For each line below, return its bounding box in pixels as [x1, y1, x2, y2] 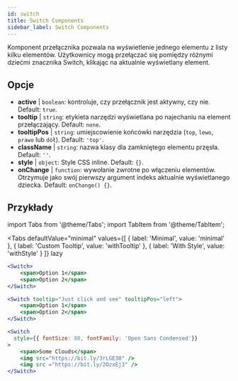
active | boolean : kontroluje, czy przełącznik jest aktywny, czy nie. [17, 97, 211, 107]
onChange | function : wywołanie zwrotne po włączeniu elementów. [17, 166, 216, 174]
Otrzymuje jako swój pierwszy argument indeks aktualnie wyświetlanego [17, 173, 230, 182]
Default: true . [17, 105, 57, 114]
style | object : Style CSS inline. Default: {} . [17, 158, 144, 167]
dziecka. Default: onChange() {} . [17, 181, 112, 189]
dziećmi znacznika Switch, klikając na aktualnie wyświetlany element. [7, 58, 210, 67]
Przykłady [7, 201, 54, 213]
